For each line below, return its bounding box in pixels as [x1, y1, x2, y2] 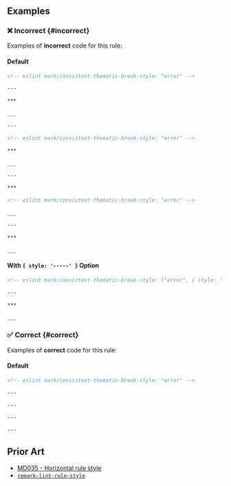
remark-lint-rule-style [16, 473, 86, 480]
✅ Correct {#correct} [7, 330, 79, 340]
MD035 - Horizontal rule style [16, 464, 102, 472]
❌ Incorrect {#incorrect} [7, 25, 90, 35]
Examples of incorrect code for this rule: [7, 41, 122, 50]
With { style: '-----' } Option [7, 262, 100, 270]
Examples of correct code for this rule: [7, 346, 117, 354]
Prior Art [7, 445, 45, 457]
